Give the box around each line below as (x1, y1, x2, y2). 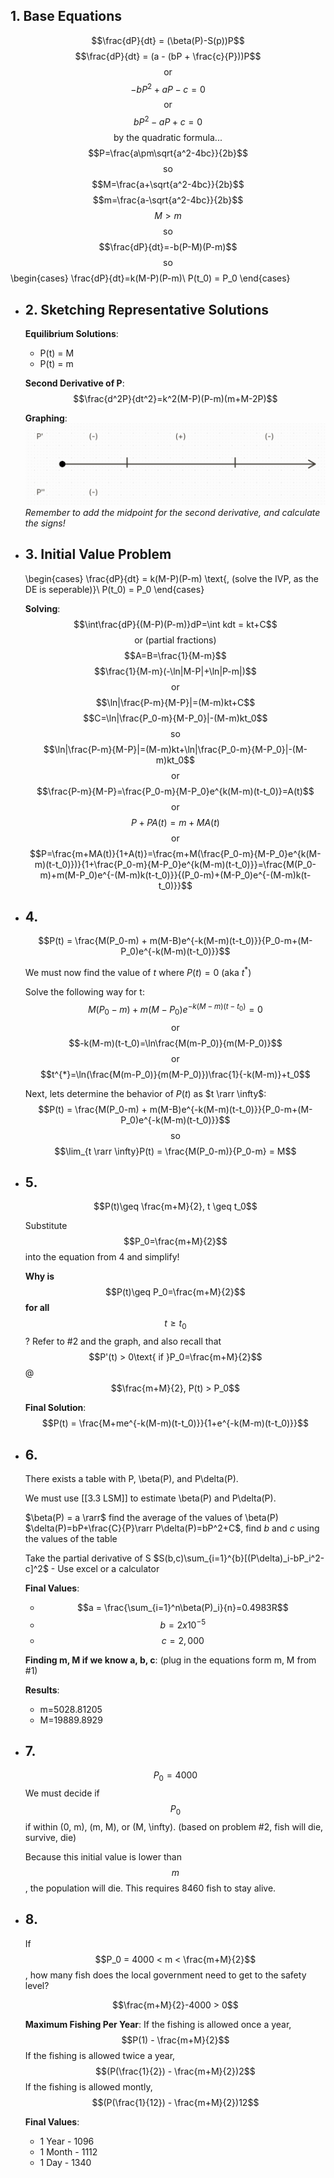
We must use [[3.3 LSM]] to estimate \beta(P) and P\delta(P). (24, 1492, 277, 1504)
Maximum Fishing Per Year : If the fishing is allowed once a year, (24, 2018, 292, 2030)
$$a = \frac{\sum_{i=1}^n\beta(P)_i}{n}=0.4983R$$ (76, 1601, 289, 1613)
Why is (24, 1270, 55, 1283)
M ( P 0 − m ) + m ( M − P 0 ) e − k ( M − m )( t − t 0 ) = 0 (87, 1002, 263, 1018)
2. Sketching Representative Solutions (24, 301, 269, 318)
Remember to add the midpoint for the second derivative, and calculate (24, 506, 321, 518)
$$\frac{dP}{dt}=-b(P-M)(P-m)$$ (98, 241, 238, 253)
